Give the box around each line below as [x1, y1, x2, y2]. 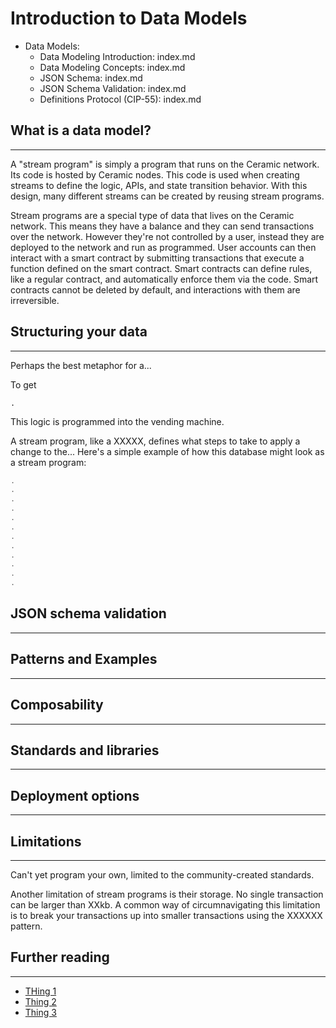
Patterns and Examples [10, 651, 158, 668]
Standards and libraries [10, 742, 160, 759]
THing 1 [24, 985, 57, 997]
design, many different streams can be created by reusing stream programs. [10, 190, 325, 202]
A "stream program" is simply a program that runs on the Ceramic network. [10, 158, 320, 170]
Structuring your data [10, 323, 148, 341]
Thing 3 [24, 1006, 57, 1018]
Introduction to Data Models [10, 7, 248, 30]
